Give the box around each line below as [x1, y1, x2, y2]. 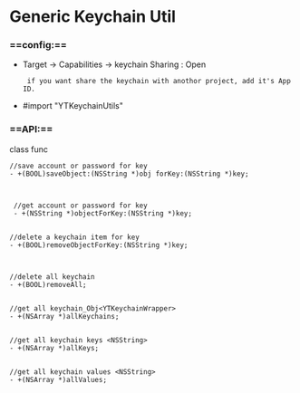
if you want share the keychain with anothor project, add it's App [26, 77, 292, 86]
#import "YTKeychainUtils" [22, 101, 124, 111]
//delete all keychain [9, 272, 95, 282]
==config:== [9, 39, 68, 52]
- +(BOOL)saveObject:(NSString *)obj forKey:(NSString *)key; [9, 169, 249, 178]
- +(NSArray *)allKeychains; [9, 312, 120, 321]
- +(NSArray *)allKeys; [9, 343, 100, 352]
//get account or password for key [13, 201, 148, 210]
